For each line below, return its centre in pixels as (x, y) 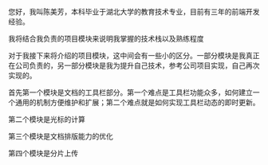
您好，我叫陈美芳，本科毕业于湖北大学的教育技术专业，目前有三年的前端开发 (134, 12)
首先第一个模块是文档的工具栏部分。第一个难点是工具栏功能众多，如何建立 (130, 92)
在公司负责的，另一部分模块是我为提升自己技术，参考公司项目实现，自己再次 (134, 65)
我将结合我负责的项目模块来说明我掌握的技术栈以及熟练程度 (106, 39)
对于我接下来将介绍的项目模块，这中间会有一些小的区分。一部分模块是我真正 (134, 55)
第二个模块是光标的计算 (47, 119)
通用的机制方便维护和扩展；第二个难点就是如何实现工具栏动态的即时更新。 (137, 102)
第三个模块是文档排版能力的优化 (61, 136)
